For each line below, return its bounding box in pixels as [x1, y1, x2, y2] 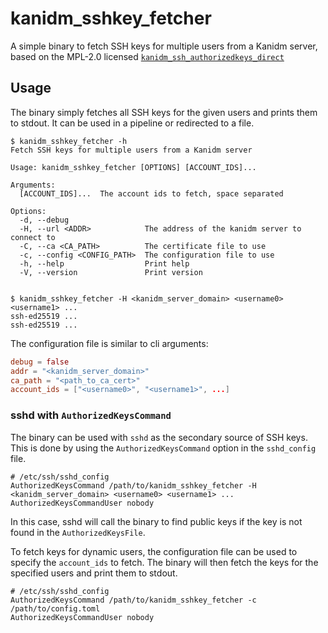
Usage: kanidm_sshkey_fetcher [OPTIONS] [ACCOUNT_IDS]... [10, 162, 257, 172]
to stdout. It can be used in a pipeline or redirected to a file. [10, 117, 255, 129]
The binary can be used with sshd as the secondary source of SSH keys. [10, 431, 308, 443]
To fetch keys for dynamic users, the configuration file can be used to [10, 545, 298, 557]
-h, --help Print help [19, 258, 190, 269]
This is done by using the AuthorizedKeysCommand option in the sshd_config [10, 442, 317, 454]
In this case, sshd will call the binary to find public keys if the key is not [10, 515, 303, 527]
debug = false [10, 357, 70, 367]
